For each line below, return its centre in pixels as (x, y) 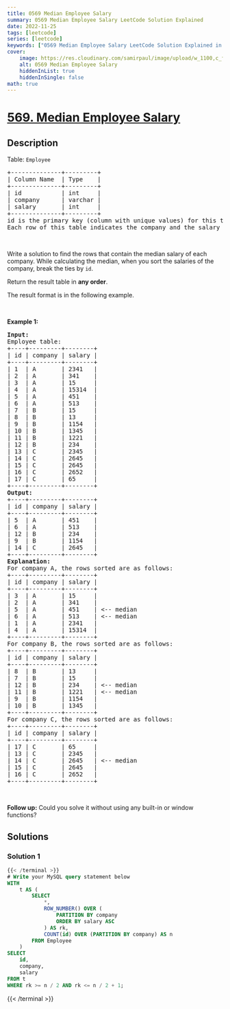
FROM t (16, 979)
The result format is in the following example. (71, 295)
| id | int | (54, 193)
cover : (16, 52)
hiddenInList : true (47, 71)
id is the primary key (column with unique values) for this (112, 221)
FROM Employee (52, 941)
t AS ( (29, 889)
